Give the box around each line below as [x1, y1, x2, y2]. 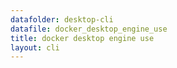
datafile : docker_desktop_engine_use [10, 24, 168, 34]
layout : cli [10, 42, 60, 53]
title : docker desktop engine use [10, 33, 155, 43]
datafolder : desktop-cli [10, 14, 114, 25]
